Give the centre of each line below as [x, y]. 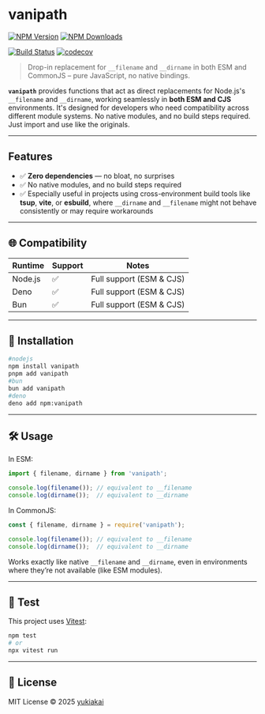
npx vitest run [33, 651]
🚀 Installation [41, 340]
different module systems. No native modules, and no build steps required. [129, 115]
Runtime [28, 265]
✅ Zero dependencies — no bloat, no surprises [97, 176]
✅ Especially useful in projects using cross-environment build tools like [135, 193]
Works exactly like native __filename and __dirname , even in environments [128, 561]
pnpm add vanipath [38, 374]
